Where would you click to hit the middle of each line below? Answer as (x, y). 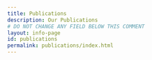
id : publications (32, 39)
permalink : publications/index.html (60, 46)
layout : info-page (34, 33)
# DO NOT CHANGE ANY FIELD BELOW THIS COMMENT (76, 26)
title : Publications (37, 13)
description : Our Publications (53, 20)
